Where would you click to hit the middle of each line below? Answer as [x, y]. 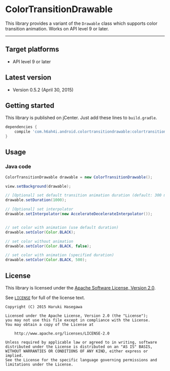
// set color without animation [39, 241]
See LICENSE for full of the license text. [45, 298]
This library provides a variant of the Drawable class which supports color [81, 23]
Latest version [28, 78]
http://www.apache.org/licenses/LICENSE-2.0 [62, 334]
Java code [18, 167]
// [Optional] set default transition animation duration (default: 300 [83, 195]
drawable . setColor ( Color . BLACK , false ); [49, 246]
